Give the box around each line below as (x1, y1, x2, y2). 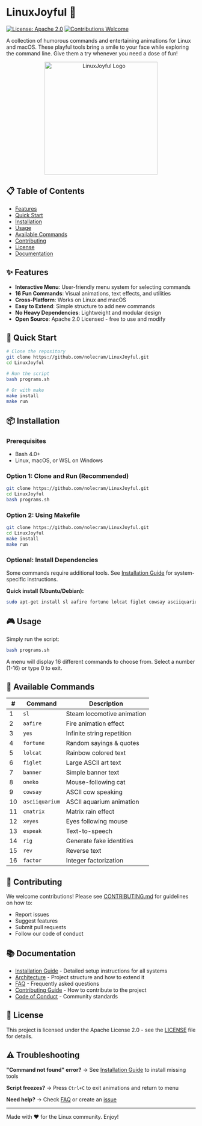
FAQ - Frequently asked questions (14, 980, 99, 988)
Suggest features (14, 917, 58, 924)
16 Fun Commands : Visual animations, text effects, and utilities (14, 289, 171, 297)
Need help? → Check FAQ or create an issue (6, 1095, 117, 1103)
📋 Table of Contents (6, 186, 85, 196)
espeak (23, 827, 42, 835)
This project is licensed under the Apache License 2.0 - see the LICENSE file (6, 1026, 196, 1033)
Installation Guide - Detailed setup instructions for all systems (14, 967, 168, 974)
